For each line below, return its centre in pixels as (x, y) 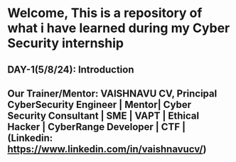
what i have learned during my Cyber (119, 28)
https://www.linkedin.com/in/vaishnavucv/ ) (107, 149)
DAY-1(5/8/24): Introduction (71, 69)
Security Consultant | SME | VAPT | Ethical (103, 115)
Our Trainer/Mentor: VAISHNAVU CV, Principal (112, 93)
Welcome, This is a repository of (105, 13)
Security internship (66, 43)
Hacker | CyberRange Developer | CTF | (97, 127)
